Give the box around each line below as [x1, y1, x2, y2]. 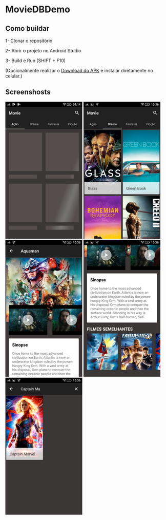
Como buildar [5, 24, 50, 33]
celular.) [5, 73, 23, 79]
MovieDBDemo [5, 4, 71, 15]
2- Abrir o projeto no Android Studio [5, 48, 81, 53]
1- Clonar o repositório [5, 37, 53, 44]
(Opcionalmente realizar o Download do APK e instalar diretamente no [5, 68, 153, 73]
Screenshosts [5, 88, 51, 97]
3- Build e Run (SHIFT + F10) [5, 57, 66, 64]
